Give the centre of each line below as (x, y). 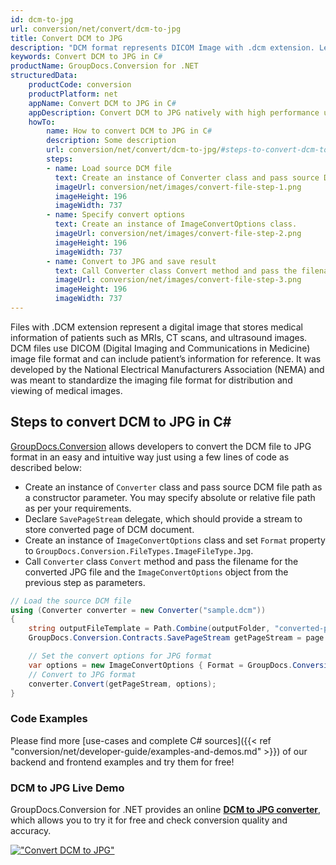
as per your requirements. (78, 508)
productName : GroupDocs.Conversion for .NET (104, 66)
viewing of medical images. (66, 390)
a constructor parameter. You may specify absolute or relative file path (170, 497)
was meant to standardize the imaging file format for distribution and (151, 380)
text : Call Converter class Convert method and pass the (176, 271)
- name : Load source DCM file (109, 168)
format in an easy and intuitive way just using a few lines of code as (150, 457)
